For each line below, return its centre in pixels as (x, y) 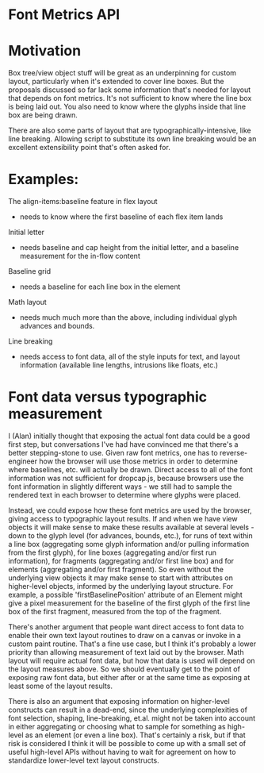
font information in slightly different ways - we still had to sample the (120, 486)
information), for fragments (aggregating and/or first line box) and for (121, 561)
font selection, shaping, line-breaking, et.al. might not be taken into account (132, 718)
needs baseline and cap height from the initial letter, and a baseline (129, 248)
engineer (23, 461)
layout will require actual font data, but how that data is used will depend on (132, 661)
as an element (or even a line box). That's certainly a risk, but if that (135, 735)
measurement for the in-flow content (80, 256)
